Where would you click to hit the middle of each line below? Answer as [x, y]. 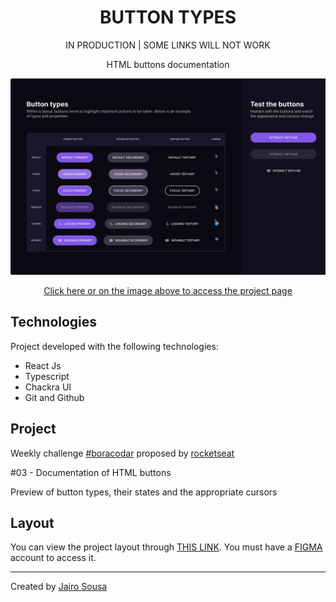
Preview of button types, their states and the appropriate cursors [144, 492]
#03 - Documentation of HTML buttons [91, 472]
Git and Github [54, 397]
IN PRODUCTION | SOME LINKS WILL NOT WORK [168, 45]
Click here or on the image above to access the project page [168, 290]
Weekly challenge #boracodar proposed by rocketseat [122, 453]
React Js [43, 365]
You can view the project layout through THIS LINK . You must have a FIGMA [166, 547]
